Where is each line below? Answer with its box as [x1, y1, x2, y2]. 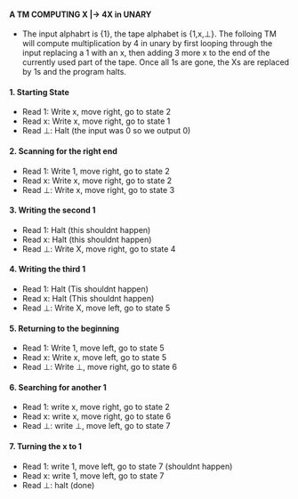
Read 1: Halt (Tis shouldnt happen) [21, 284, 149, 294]
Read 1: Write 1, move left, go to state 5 [21, 342, 165, 353]
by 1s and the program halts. [21, 67, 127, 77]
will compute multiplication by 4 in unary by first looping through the [21, 38, 273, 49]
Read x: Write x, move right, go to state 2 [21, 175, 173, 186]
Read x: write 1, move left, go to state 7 [21, 470, 165, 481]
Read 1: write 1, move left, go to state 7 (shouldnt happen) [21, 461, 233, 471]
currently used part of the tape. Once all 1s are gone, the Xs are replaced [21, 57, 290, 68]
